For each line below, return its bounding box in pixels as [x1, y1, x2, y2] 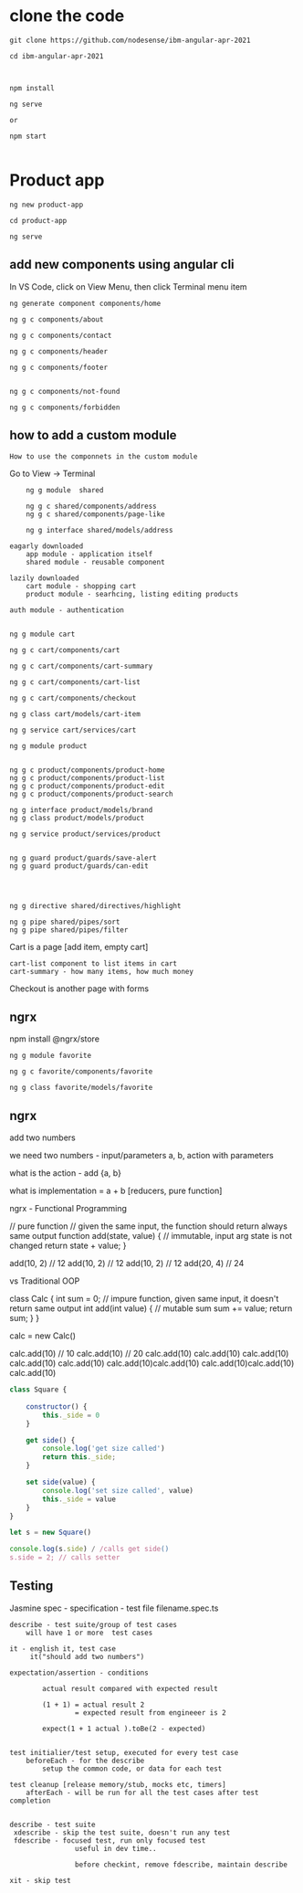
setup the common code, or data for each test [42, 1764, 223, 1773]
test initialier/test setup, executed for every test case [9, 1748, 239, 1757]
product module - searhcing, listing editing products [26, 589, 239, 598]
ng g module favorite [9, 1052, 92, 1061]
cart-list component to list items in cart [9, 958, 178, 968]
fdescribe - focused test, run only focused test [13, 1835, 206, 1845]
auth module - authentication [9, 605, 125, 615]
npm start [9, 132, 47, 141]
